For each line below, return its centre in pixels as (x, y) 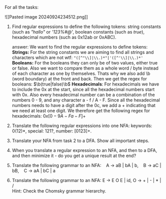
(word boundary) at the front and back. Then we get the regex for (79, 79)
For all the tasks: (21, 7)
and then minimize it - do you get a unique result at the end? (74, 155)
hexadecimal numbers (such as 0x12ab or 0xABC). (64, 37)
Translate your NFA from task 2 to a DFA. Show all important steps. (80, 140)
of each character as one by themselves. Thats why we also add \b (81, 73)
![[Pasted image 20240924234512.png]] (46, 17)
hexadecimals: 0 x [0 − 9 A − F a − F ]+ (49, 116)
